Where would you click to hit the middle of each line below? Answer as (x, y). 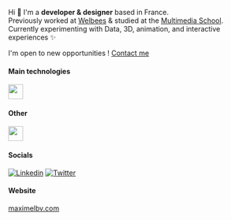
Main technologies (39, 71)
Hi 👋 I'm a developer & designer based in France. (89, 12)
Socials (20, 155)
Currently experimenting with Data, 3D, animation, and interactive (114, 29)
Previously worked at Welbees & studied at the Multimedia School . (116, 21)
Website (22, 191)
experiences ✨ (32, 37)
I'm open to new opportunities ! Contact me (79, 53)
